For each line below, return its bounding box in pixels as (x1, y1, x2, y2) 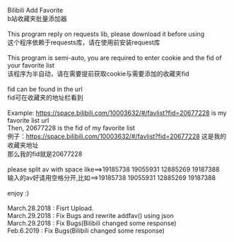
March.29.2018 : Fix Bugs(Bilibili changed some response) (7, 219, 177, 227)
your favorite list (7, 61, 55, 69)
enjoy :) (7, 189, 30, 197)
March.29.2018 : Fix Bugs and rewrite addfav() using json (7, 212, 175, 219)
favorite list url (7, 116, 49, 124)
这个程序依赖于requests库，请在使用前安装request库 (7, 38, 160, 47)
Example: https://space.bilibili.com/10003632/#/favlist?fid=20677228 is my (7, 109, 228, 117)
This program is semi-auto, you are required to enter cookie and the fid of (7, 54, 222, 62)
